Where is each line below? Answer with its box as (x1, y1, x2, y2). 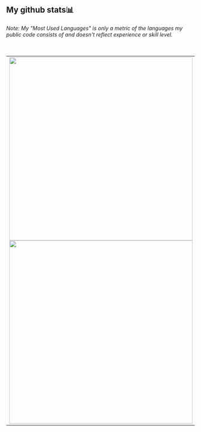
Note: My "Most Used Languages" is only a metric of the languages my (6, 25, 183, 32)
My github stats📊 (6, 5, 74, 15)
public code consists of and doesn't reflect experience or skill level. (6, 31, 173, 38)
